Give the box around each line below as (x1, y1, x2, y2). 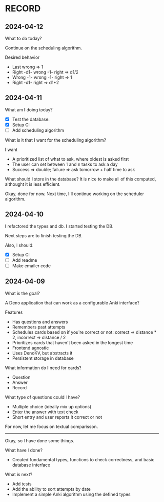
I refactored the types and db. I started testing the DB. (5, 223, 114, 229)
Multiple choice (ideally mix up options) (12, 403, 92, 409)
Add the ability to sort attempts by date (12, 486, 91, 492)
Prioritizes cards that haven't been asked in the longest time (12, 339, 133, 346)
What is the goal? (5, 290, 40, 296)
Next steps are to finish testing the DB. (5, 232, 83, 238)
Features (5, 309, 23, 315)
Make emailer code (12, 263, 51, 269)
